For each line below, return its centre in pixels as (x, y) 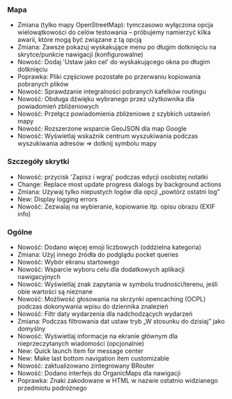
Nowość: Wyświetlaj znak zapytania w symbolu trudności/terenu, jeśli (117, 284)
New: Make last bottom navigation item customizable (93, 358)
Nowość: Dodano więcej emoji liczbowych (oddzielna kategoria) (109, 247)
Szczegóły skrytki (38, 162)
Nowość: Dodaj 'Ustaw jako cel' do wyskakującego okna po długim (114, 62)
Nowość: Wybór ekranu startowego (68, 262)
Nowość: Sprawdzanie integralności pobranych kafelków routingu (112, 91)
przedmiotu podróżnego (52, 388)
